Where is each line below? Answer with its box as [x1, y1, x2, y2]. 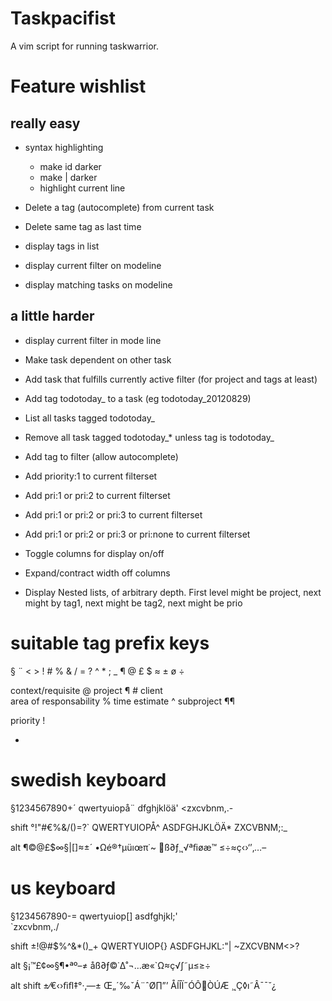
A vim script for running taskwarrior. [10, 40, 159, 52]
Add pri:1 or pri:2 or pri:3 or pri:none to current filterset [24, 528, 251, 540]
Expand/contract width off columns [24, 567, 171, 579]
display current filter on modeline [24, 259, 162, 271]
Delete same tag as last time [24, 220, 142, 232]
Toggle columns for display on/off [24, 547, 165, 559]
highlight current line [39, 182, 126, 194]
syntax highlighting [24, 141, 104, 153]
